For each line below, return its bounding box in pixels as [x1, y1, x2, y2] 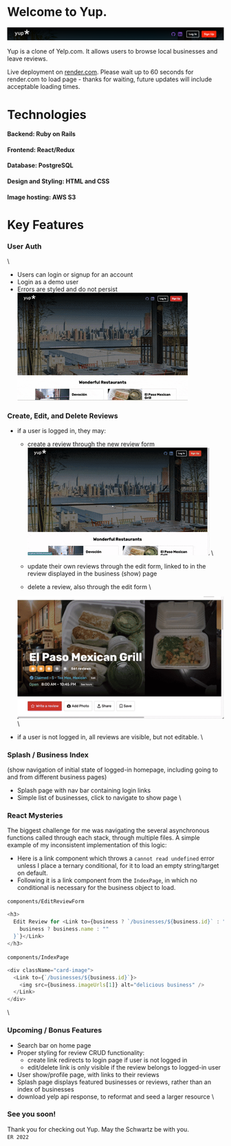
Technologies [7, 107, 87, 123]
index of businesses [16, 1085, 74, 1093]
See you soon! [7, 1110, 56, 1119]
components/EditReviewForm [7, 898, 85, 905]
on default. [16, 869, 48, 878]
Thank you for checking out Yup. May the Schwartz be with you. [7, 1125, 189, 1133]
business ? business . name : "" [19, 926, 109, 933]
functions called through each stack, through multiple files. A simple [7, 834, 201, 842]
